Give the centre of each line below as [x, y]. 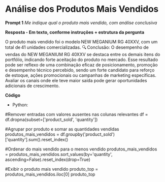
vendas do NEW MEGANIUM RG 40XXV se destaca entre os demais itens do [83, 54]
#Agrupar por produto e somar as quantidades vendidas [62, 129]
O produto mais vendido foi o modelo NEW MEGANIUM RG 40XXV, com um [81, 42]
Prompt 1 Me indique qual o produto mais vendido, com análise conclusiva [81, 23]
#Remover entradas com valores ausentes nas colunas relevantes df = [77, 114]
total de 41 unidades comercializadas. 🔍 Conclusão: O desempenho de [77, 47]
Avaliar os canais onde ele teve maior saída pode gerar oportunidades [76, 80]
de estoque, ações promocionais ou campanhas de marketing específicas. [81, 75]
